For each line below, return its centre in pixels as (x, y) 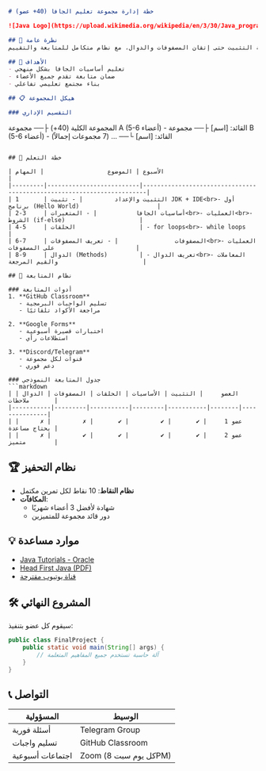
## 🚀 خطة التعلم (35, 157)
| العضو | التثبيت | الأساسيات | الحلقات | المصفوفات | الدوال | (123, 393)
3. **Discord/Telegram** (49, 352)
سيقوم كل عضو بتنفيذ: (41, 626)
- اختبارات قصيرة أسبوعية (61, 331)
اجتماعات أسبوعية (42, 756)
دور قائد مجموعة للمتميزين (70, 516)
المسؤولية (42, 716)
